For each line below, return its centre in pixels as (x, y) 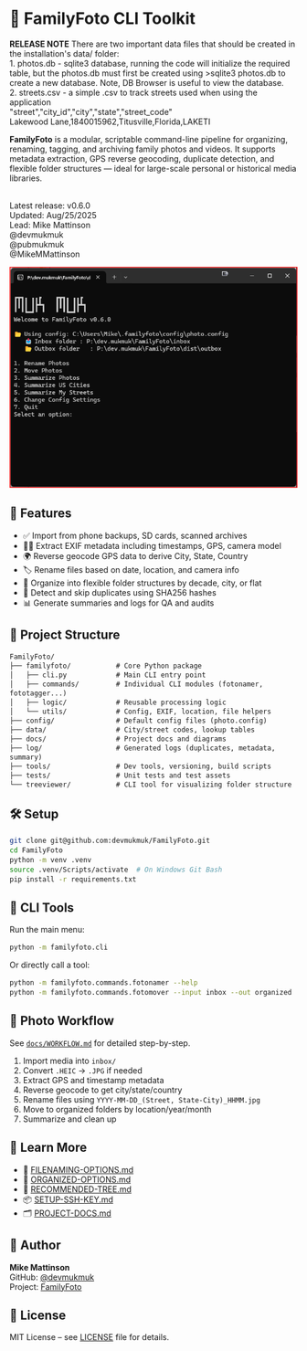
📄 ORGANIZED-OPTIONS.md (77, 1179)
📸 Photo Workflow (62, 1021)
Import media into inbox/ (69, 1061)
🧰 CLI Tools (42, 908)
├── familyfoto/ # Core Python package (106, 666)
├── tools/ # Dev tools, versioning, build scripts (141, 766)
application (31, 102)
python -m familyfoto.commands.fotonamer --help (104, 983)
